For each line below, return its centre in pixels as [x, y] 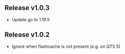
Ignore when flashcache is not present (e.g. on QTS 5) [66, 46]
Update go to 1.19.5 [31, 19]
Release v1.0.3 [27, 8]
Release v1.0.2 [27, 35]
